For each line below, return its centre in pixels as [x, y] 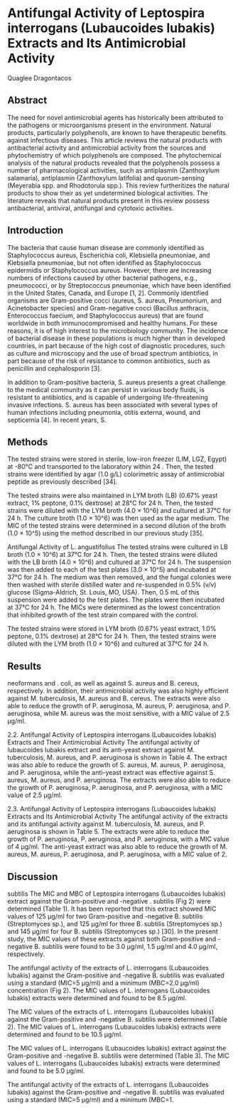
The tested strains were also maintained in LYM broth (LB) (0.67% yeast [113, 496]
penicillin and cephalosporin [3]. [54, 368]
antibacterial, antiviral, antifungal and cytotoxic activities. [91, 208]
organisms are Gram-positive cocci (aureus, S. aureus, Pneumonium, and [115, 300]
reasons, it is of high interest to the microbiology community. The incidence [118, 330]
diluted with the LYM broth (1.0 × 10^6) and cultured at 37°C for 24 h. [108, 644]
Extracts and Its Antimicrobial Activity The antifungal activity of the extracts [118, 817]
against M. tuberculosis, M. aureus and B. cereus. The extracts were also [114, 698]
